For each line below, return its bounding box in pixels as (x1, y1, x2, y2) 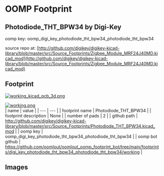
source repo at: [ (5, 45, 39, 51)
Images (5, 163, 28, 172)
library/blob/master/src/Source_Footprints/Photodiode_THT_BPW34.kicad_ (5, 123, 155, 129)
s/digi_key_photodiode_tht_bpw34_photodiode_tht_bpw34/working (5, 149, 140, 155)
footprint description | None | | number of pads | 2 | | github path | (5, 113, 138, 118)
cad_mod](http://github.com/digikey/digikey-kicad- (5, 56, 108, 61)
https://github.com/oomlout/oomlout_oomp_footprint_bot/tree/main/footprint (5, 144, 159, 150)
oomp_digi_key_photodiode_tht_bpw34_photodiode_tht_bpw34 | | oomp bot (5, 133, 158, 139)
